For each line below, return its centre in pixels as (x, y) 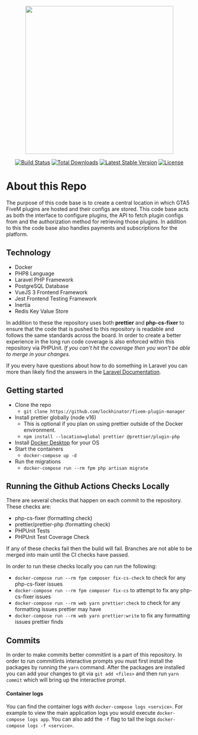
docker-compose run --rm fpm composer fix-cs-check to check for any (100, 578)
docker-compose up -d (50, 455)
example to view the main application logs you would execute (81, 713)
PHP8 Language (35, 273)
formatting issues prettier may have (58, 609)
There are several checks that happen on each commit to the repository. (94, 500)
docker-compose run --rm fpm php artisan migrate (86, 468)
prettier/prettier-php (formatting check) (62, 525)
